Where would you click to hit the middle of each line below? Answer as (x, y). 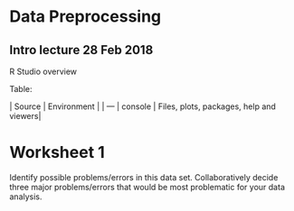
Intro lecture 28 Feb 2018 (81, 50)
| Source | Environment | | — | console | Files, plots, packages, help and (142, 106)
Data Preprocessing (85, 17)
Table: (21, 89)
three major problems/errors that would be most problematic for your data (147, 187)
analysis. (26, 197)
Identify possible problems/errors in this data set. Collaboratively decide (144, 177)
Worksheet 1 (57, 153)
